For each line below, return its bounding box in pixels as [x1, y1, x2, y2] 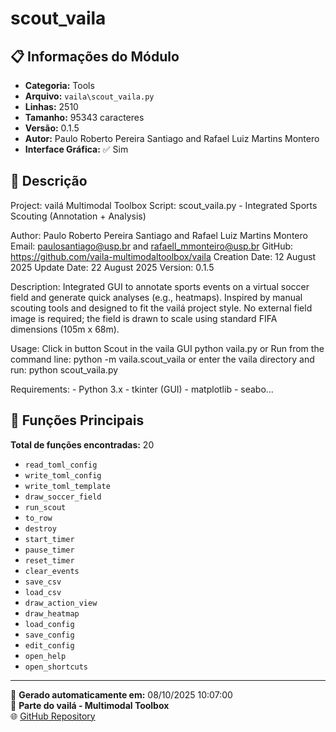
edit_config [24, 640, 75, 651]
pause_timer [24, 545, 75, 555]
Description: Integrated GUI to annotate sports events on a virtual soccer [10, 280, 310, 292]
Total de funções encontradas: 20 [10, 438, 155, 451]
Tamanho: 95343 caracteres [24, 112, 145, 123]
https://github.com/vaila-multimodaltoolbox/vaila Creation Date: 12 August [10, 250, 317, 262]
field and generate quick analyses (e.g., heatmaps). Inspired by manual [10, 291, 303, 303]
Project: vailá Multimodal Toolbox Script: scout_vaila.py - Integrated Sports [10, 199, 318, 211]
